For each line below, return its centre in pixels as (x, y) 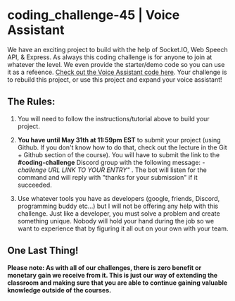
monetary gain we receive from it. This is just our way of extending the (113, 275)
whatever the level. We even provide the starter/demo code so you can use (116, 64)
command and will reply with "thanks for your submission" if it (108, 177)
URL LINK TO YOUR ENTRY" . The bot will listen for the (128, 170)
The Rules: (31, 102)
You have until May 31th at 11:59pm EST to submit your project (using (119, 140)
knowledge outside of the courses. (59, 290)
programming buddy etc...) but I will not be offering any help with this (118, 206)
